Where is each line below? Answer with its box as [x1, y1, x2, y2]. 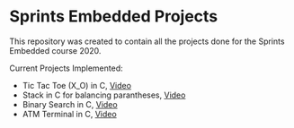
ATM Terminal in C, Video [22, 108, 117, 119]
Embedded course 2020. [9, 45, 102, 55]
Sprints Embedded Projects [9, 6, 218, 27]
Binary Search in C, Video [22, 98, 119, 109]
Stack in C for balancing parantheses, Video [22, 90, 186, 100]
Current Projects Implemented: [9, 63, 123, 73]
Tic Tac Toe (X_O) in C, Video [22, 80, 132, 90]
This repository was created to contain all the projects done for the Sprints [9, 36, 285, 47]
